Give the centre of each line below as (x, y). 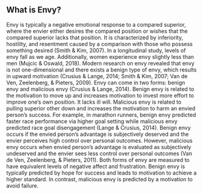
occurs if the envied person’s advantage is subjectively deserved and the (98, 134)
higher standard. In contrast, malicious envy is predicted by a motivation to (99, 179)
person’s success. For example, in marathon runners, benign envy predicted (101, 115)
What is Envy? (34, 10)
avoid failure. (22, 186)
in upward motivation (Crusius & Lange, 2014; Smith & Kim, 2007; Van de (97, 76)
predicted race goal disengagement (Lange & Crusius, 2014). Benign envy (98, 127)
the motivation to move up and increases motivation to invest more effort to (100, 95)
